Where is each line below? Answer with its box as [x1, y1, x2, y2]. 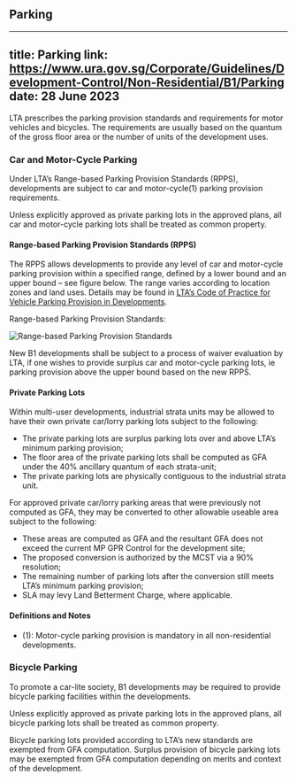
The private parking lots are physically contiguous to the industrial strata [21, 471, 286, 482]
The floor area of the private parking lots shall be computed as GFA [21, 452, 268, 463]
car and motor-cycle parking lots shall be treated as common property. [9, 219, 267, 229]
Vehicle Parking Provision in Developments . [9, 297, 168, 307]
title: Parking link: [9, 48, 109, 63]
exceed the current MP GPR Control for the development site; [21, 543, 246, 554]
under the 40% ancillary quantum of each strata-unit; [21, 461, 217, 472]
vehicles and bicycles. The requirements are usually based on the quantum [9, 121, 283, 132]
